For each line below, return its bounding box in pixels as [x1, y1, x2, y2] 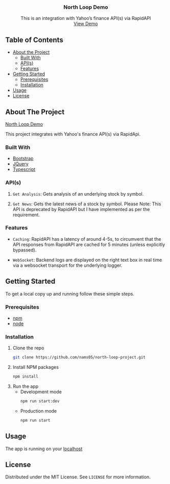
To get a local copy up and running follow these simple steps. [5, 290, 134, 297]
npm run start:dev [20, 398, 60, 404]
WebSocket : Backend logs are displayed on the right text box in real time [12, 257, 162, 263]
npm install [12, 374, 38, 380]
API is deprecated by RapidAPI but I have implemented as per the [12, 206, 150, 212]
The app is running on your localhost [5, 446, 83, 452]
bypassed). [12, 247, 37, 253]
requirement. [12, 212, 40, 218]
